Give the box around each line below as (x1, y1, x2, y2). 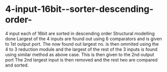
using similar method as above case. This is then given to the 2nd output (5, 51, 155, 58)
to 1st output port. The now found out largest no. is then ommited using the (5, 41, 159, 47)
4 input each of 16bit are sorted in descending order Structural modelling (5, 30, 155, 36)
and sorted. (5, 62, 29, 68)
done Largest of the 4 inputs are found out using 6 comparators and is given (5, 36, 162, 42)
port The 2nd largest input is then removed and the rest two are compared (5, 57, 158, 63)
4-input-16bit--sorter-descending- (5, 3, 154, 15)
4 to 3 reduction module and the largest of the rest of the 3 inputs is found (5, 46, 158, 52)
